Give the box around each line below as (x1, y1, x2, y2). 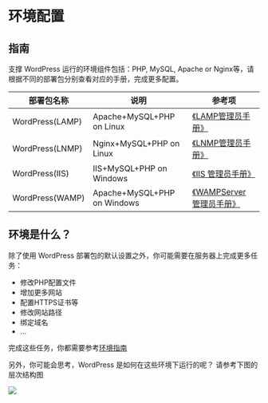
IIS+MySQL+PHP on (93, 163, 167, 174)
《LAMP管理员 (191, 111, 242, 121)
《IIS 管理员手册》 (191, 168, 256, 180)
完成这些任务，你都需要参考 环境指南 (8, 342, 128, 352)
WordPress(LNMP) (12, 143, 83, 154)
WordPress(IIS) (12, 168, 69, 179)
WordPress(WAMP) (12, 192, 85, 203)
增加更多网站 (19, 287, 62, 297)
